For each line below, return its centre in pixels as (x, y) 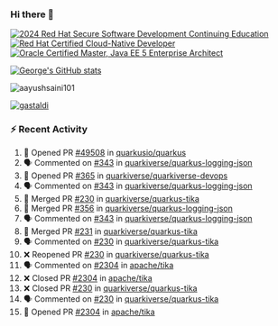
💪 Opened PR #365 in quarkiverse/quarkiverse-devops (125, 176)
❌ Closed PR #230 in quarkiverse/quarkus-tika (110, 288)
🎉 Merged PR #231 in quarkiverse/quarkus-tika (110, 231)
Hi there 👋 (32, 14)
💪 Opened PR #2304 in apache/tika (89, 312)
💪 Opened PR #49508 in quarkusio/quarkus (105, 152)
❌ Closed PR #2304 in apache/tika (88, 277)
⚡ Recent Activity (49, 130)
